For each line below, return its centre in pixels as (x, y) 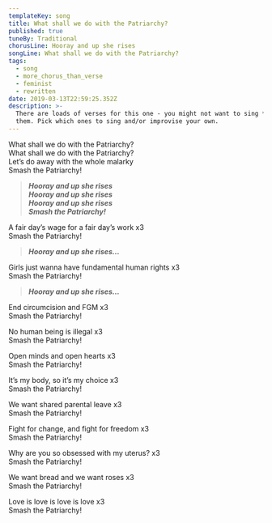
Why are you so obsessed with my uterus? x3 (84, 453)
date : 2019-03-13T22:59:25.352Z (63, 99)
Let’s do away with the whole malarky (71, 161)
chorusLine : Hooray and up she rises (72, 46)
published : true (36, 31)
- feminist (34, 83)
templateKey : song (39, 16)
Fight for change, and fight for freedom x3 (79, 428)
